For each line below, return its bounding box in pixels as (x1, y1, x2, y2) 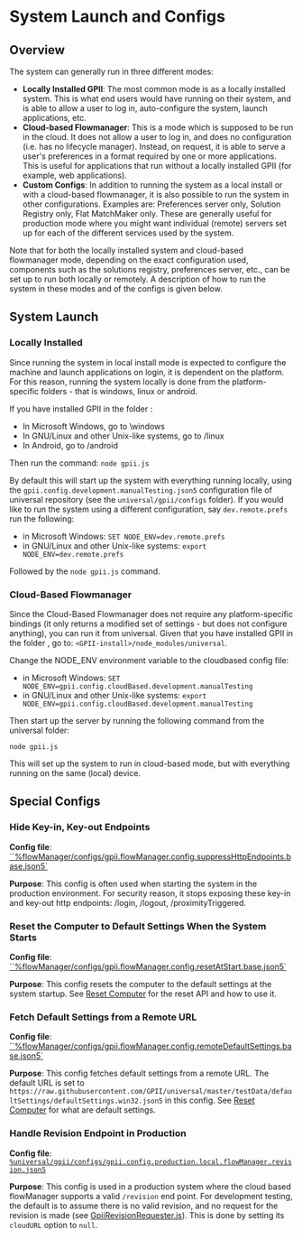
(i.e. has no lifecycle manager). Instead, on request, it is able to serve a (22, 142, 286, 152)
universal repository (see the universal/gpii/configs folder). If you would (9, 494, 284, 504)
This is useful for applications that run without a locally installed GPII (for (22, 161, 292, 171)
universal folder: (9, 725, 70, 735)
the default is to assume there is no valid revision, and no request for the (9, 1200, 279, 1211)
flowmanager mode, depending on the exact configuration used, (9, 254, 249, 265)
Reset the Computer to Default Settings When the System (9, 920, 267, 932)
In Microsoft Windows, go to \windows (22, 421, 165, 431)
